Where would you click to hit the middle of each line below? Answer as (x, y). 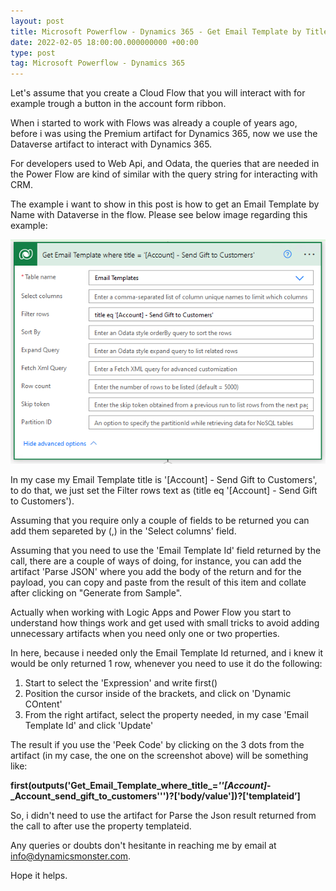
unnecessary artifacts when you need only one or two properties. (145, 633)
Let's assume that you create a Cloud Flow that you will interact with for (158, 93)
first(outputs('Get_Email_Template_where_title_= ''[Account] (139, 785)
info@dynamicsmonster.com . (71, 856)
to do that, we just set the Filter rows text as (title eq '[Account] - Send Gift (164, 490)
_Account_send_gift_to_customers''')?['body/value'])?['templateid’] (155, 796)
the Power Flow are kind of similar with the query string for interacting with (164, 174)
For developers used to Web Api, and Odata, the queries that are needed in (165, 164)
